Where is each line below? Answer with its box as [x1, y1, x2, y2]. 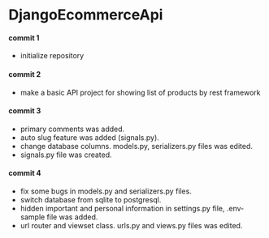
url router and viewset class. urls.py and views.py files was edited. [20, 221, 243, 230]
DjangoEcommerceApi [8, 6, 163, 24]
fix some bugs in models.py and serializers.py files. [20, 186, 193, 196]
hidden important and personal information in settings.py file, [20, 204, 225, 213]
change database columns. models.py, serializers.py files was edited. [20, 141, 254, 151]
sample [20, 212, 46, 222]
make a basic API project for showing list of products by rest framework [20, 87, 261, 97]
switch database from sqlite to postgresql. [20, 195, 162, 204]
